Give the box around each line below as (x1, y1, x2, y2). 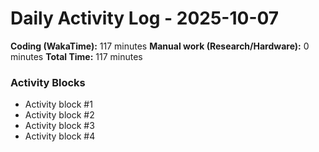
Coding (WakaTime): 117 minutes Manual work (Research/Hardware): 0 (10, 40, 310, 52)
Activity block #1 (24, 98, 93, 111)
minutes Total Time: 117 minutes (10, 50, 143, 62)
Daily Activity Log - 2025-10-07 (10, 7, 280, 30)
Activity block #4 (24, 130, 96, 142)
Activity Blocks (10, 75, 86, 89)
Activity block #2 (24, 109, 95, 121)
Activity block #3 (24, 120, 95, 132)
